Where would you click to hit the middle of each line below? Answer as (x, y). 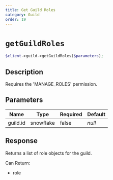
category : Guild (22, 15)
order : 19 (16, 19)
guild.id (17, 123)
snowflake (43, 123)
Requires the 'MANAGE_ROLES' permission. (51, 84)
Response (22, 141)
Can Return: (18, 163)
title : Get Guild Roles (31, 10)
